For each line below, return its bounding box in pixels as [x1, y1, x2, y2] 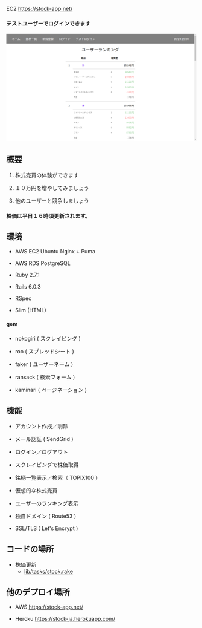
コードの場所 [6, 544, 54, 554]
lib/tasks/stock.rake [24, 568, 74, 575]
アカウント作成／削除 [14, 423, 68, 430]
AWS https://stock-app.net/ [14, 603, 83, 610]
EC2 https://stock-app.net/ [6, 5, 73, 12]
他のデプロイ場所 [6, 587, 70, 597]
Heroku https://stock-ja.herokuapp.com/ [14, 615, 116, 623]
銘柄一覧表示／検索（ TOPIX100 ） [14, 474, 101, 482]
